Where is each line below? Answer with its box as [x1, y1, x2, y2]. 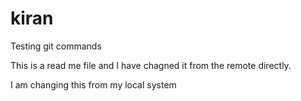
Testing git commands [10, 40, 102, 52]
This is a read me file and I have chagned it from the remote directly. [10, 59, 292, 71]
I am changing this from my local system [10, 78, 177, 91]
